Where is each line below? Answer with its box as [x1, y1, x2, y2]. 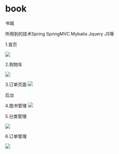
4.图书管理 [5, 102, 27, 108]
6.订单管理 [5, 133, 27, 139]
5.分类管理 [5, 113, 26, 119]
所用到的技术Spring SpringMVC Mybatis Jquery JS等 [5, 30, 114, 36]
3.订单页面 [5, 81, 27, 87]
